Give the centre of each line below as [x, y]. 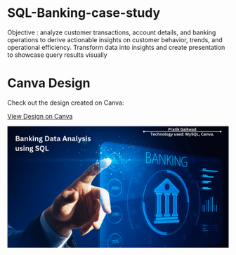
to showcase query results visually [57, 55]
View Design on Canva [40, 116]
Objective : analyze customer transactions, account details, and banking [112, 32]
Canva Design [49, 83]
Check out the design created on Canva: [66, 103]
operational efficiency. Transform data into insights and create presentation [116, 47]
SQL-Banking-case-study [84, 13]
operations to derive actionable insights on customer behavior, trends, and [115, 39]
